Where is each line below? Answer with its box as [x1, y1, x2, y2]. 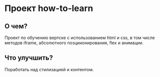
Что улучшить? [4, 54, 53, 62]
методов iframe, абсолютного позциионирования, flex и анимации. [4, 40, 144, 46]
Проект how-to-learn [4, 3, 93, 14]
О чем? [4, 22, 28, 30]
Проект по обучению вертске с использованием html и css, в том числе [4, 35, 155, 40]
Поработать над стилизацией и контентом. [4, 66, 94, 72]
